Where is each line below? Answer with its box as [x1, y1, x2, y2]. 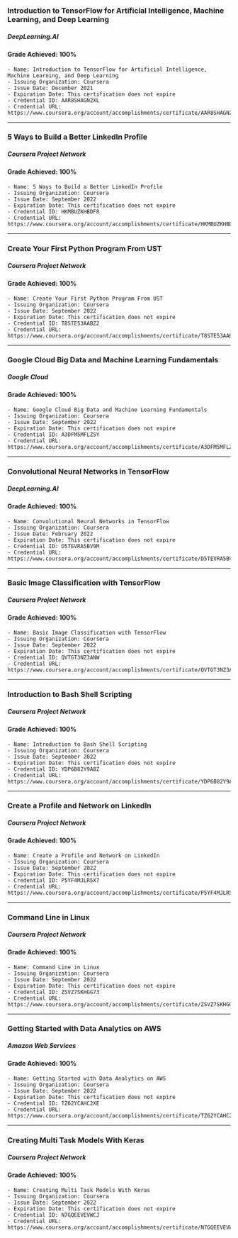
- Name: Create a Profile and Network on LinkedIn [7, 852, 160, 859]
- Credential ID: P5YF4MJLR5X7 [7, 877, 100, 884]
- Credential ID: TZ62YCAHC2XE [7, 1100, 100, 1107]
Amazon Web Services [7, 1042, 76, 1050]
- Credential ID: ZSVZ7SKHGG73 [7, 988, 100, 996]
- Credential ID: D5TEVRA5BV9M [7, 542, 100, 550]
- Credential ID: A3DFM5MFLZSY [7, 431, 100, 438]
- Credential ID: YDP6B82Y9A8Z [7, 765, 100, 773]
